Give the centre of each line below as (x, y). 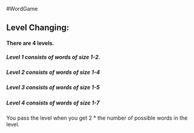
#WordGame (22, 9)
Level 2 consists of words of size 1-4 (53, 72)
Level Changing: (38, 28)
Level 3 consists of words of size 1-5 (53, 88)
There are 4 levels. (30, 43)
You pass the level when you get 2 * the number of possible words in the (97, 118)
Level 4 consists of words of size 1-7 (53, 103)
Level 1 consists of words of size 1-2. (53, 57)
